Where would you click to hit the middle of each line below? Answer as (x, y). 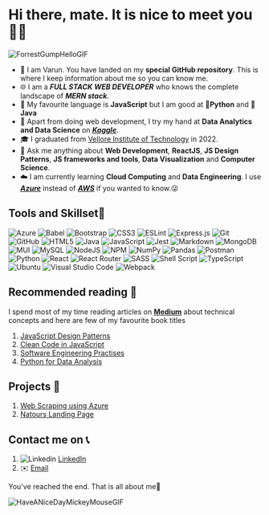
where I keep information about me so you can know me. (114, 78)
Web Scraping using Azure (64, 406)
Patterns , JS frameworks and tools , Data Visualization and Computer (137, 159)
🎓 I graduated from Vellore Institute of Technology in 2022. (119, 139)
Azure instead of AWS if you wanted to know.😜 (99, 188)
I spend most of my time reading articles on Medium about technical (122, 312)
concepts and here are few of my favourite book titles (97, 320)
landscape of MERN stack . (65, 96)
